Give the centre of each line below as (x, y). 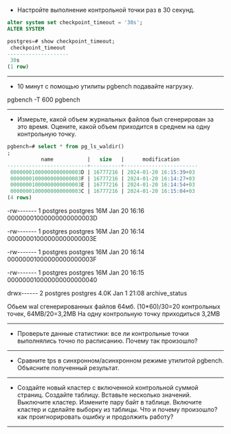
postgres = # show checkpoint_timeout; (61, 41)
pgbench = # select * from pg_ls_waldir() (66, 147)
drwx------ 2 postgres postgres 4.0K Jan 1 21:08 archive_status (97, 293)
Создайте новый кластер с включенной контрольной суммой (108, 388)
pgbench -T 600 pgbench (44, 100)
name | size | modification (110, 159)
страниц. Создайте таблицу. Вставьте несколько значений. (104, 395)
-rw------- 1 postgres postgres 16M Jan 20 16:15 (76, 273)
